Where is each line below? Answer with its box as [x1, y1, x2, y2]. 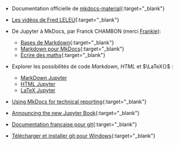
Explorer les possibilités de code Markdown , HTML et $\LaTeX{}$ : [11, 63, 174, 70]
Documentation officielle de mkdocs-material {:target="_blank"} [11, 5, 166, 12]
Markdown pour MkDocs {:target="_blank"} [20, 45, 124, 52]
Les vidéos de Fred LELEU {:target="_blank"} [11, 16, 120, 23]
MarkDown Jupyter [20, 75, 67, 81]
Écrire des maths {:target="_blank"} [20, 52, 106, 58]
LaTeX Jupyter [20, 87, 56, 93]
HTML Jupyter [20, 80, 56, 87]
